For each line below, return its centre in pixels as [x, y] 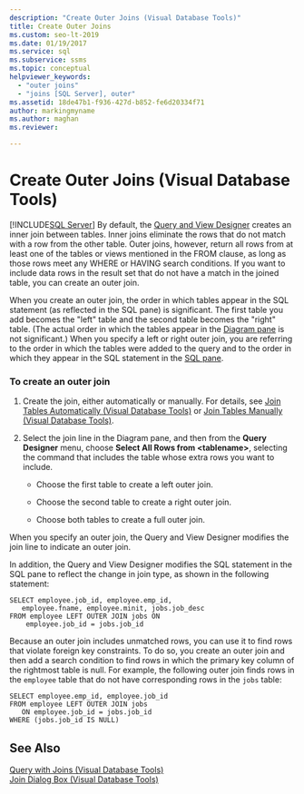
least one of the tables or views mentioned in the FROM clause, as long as [148, 253]
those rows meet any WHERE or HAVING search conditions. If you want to [147, 263]
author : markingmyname [52, 111]
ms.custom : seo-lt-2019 [54, 34]
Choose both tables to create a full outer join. [121, 520]
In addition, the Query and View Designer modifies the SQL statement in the [151, 564]
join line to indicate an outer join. [70, 547]
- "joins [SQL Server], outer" [77, 93]
